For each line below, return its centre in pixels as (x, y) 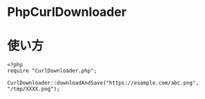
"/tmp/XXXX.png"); (33, 89)
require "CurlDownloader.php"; (52, 71)
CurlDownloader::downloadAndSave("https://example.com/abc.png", (103, 83)
